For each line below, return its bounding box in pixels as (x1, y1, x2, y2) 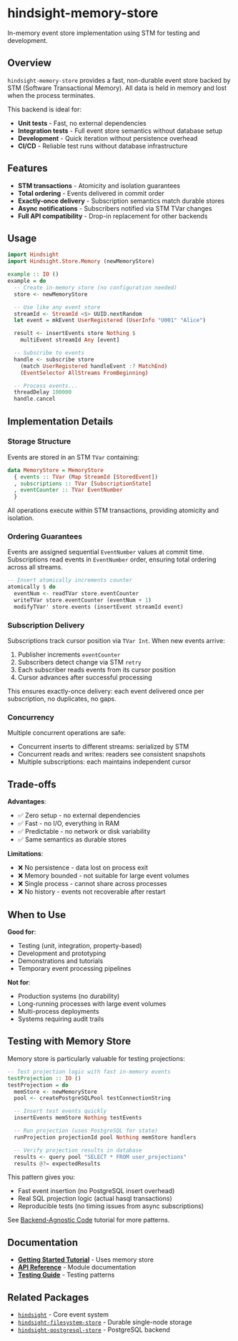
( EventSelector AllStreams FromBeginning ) (20, 369, 149, 377)
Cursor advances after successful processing (17, 673, 152, 682)
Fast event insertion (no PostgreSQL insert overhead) (17, 1187, 175, 1195)
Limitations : (7, 849, 44, 858)
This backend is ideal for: (7, 105, 82, 114)
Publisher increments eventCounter (17, 650, 121, 659)
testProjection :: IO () (7, 1075, 81, 1082)
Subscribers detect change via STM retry (17, 658, 142, 667)
